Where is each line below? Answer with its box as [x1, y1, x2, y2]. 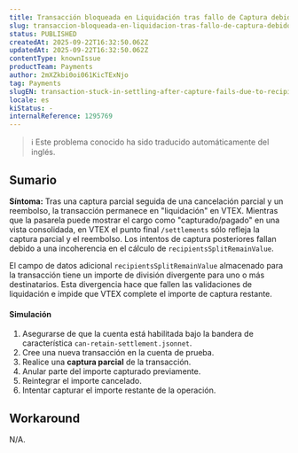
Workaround [9, 410, 81, 426]
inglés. [30, 147, 56, 158]
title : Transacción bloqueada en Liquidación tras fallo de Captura [9, 12, 268, 22]
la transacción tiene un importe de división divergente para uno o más [9, 269, 265, 280]
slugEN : [9, 87, 38, 96]
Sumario [9, 172, 58, 187]
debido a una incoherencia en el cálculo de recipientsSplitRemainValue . [9, 243, 275, 254]
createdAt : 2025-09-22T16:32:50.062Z [9, 37, 149, 47]
